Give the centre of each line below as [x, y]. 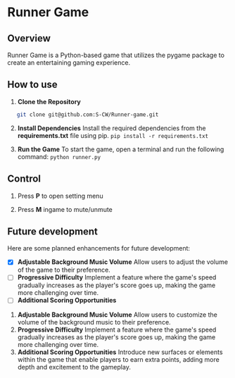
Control [24, 179]
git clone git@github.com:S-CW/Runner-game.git [88, 114]
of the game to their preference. [64, 270]
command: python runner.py [59, 156]
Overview [29, 38]
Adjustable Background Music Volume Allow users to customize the [118, 315]
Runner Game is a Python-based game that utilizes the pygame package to [116, 55]
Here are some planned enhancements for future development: [99, 248]
